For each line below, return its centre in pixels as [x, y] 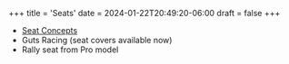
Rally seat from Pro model [70, 50]
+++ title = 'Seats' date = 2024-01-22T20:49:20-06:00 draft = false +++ [144, 13]
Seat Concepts [50, 30]
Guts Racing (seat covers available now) [97, 40]
